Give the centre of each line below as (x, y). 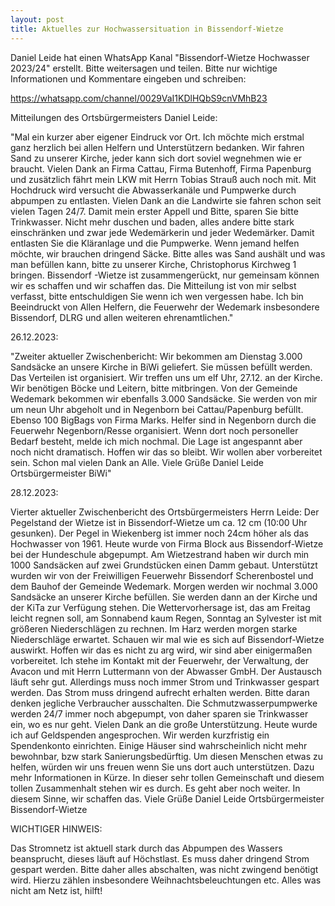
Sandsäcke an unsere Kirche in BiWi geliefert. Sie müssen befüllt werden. (161, 367)
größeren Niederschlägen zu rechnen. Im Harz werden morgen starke (154, 628)
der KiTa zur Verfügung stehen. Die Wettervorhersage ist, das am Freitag (160, 607)
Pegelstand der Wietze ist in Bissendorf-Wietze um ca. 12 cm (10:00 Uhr (159, 522)
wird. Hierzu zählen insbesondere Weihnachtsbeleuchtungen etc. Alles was (166, 880)
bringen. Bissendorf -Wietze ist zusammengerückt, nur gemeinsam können (165, 275)
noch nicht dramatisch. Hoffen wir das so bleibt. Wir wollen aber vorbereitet (166, 452)
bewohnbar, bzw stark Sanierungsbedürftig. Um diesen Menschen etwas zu (167, 756)
